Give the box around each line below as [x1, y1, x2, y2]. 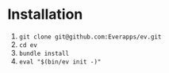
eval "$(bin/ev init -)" [18, 57, 102, 66]
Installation [7, 5, 83, 24]
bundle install [18, 49, 70, 57]
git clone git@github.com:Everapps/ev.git [18, 33, 162, 41]
